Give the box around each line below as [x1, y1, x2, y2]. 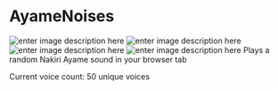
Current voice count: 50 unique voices [9, 71, 150, 81]
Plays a [243, 44, 270, 55]
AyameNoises [9, 6, 115, 26]
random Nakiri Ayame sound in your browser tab [9, 54, 187, 64]
